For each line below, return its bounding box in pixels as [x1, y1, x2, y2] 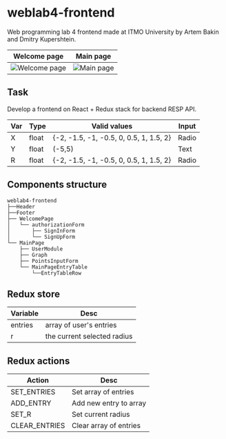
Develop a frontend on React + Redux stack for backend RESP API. [7, 105, 197, 113]
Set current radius [72, 409, 130, 419]
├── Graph [19, 251, 48, 258]
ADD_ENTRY [10, 398, 52, 408]
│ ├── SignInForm [7, 227, 76, 234]
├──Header [7, 203, 36, 210]
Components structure [7, 179, 107, 191]
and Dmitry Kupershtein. [7, 35, 76, 43]
